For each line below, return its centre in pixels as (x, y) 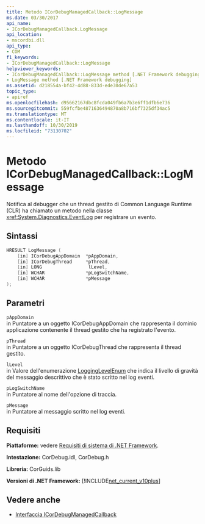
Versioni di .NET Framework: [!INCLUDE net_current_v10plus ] (83, 481)
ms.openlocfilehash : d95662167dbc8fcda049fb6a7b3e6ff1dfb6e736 (88, 102)
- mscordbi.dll (26, 40)
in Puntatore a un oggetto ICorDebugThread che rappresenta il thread (94, 347)
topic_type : (21, 92)
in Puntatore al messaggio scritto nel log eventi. (66, 411)
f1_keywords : (23, 57)
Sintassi (22, 236)
